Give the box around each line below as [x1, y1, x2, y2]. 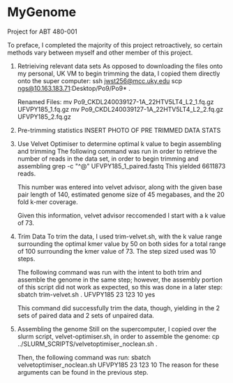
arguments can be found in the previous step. [17, 368, 149, 376]
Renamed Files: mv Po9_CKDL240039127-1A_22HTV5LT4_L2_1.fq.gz [17, 97, 214, 106]
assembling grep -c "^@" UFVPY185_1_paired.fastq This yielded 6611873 [17, 161, 226, 170]
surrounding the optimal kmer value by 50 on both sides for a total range [17, 239, 227, 248]
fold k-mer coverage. [17, 197, 78, 206]
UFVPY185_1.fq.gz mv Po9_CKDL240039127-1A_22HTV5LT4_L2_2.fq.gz [17, 105, 223, 113]
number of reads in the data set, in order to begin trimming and [17, 154, 199, 163]
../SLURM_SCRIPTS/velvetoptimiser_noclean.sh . [17, 340, 158, 348]
